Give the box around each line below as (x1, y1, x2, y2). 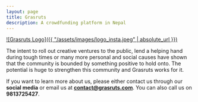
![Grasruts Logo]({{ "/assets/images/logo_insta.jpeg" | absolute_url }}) (6, 36, 178, 43)
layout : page (6, 8, 39, 15)
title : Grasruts (6, 14, 46, 20)
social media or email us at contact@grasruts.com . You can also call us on (6, 84, 192, 91)
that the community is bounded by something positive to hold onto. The (6, 60, 181, 67)
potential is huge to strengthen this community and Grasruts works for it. (6, 66, 184, 74)
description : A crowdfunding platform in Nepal (6, 20, 127, 26)
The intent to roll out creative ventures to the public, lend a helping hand (6, 47, 183, 55)
